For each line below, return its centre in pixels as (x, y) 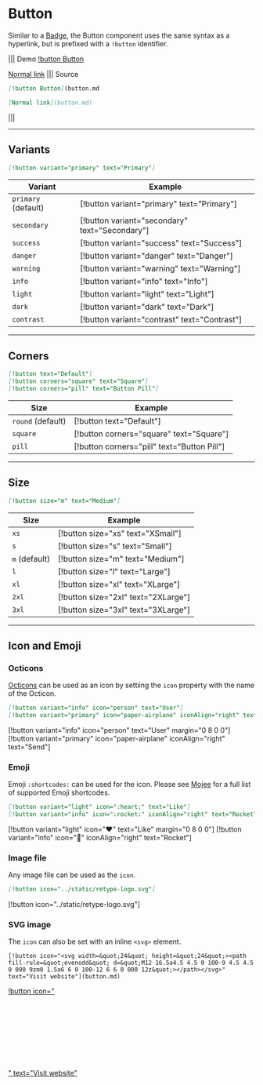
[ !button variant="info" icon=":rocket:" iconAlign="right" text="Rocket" (133, 814)
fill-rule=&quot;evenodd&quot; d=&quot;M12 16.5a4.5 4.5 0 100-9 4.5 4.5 (131, 963)
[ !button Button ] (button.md (54, 88)
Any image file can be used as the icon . (72, 875)
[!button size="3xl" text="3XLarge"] (124, 610)
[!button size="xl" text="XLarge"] (119, 584)
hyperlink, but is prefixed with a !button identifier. (88, 43)
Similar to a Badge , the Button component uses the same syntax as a (119, 35)
